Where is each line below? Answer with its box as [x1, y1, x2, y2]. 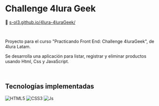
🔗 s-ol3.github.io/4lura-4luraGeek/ [5, 19, 76, 25]
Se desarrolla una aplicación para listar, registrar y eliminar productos [5, 53, 147, 59]
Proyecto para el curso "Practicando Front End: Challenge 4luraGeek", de [5, 38, 155, 44]
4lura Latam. [5, 43, 31, 49]
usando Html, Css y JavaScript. [5, 58, 69, 64]
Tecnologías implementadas [5, 82, 94, 91]
